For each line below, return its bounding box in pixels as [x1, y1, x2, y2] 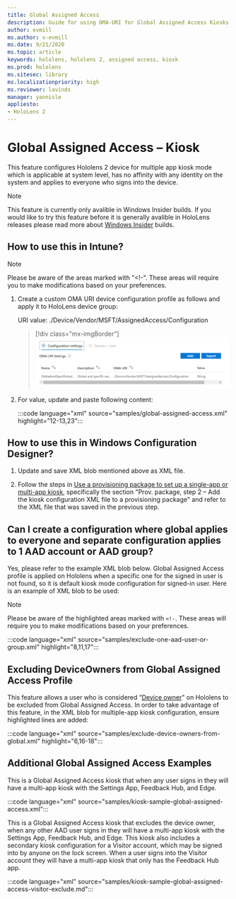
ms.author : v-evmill [7, 34, 69, 41]
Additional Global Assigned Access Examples [7, 757, 212, 770]
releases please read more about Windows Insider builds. [7, 220, 175, 229]
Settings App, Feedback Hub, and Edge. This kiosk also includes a [7, 833, 200, 842]
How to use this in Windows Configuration [7, 437, 197, 449]
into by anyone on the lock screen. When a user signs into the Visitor [7, 848, 208, 857]
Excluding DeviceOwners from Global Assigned [7, 663, 221, 675]
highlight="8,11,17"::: [41, 643, 99, 652]
